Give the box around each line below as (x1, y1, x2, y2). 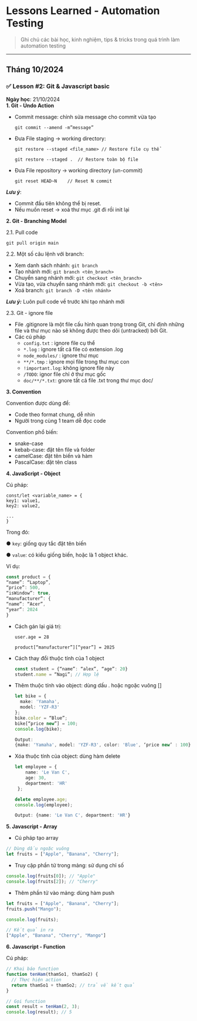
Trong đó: (6, 528, 30, 535)
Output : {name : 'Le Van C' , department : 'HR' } (14, 812, 131, 819)
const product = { (6, 574, 51, 580)
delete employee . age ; (14, 796, 68, 802)
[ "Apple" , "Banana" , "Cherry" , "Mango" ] (6, 932, 107, 939)
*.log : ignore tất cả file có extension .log (23, 345, 123, 352)
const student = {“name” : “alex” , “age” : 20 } (14, 666, 128, 672)
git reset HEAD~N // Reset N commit (14, 178, 113, 184)
